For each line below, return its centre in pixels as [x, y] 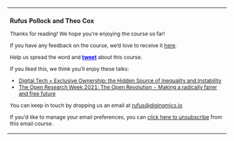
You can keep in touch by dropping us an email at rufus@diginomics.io [96, 106]
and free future [37, 94]
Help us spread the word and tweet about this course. [76, 57]
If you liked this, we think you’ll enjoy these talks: [70, 69]
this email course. [32, 124]
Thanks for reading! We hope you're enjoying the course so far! [88, 34]
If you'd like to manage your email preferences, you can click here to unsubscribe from [116, 117]
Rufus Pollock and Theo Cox [52, 21]
